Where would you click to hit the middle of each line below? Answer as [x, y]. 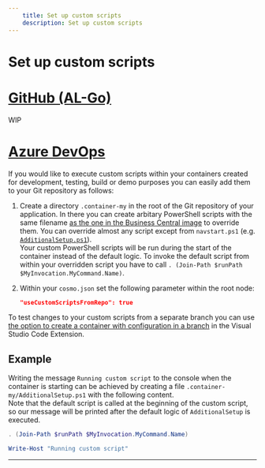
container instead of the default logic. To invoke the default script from [134, 256]
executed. [24, 420]
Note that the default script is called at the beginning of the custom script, [128, 403]
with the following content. [131, 395]
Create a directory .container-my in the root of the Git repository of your [136, 205]
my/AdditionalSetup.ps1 [47, 395]
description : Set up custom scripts [83, 23]
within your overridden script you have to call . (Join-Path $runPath [131, 264]
